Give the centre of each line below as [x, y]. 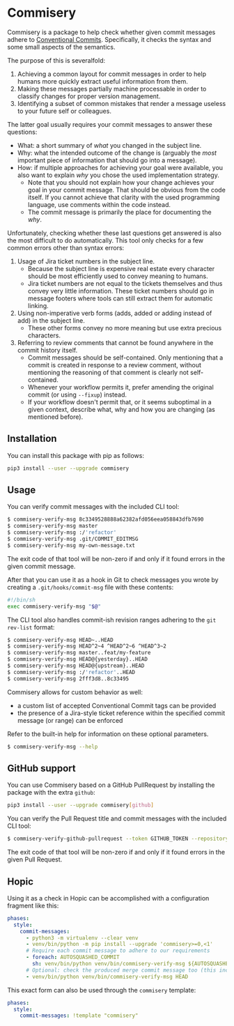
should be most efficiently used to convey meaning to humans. [118, 276]
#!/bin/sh [22, 600]
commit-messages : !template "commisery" [79, 1016]
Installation [32, 439]
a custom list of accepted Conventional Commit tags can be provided [117, 705]
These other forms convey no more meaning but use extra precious [125, 328]
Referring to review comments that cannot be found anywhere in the [115, 342]
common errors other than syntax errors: [66, 247]
